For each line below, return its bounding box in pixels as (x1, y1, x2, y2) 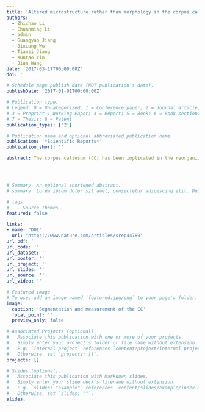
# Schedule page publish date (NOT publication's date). (6, 82, 154, 89)
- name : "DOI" (6, 227, 43, 233)
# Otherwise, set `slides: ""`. (6, 391, 95, 397)
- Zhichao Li (12, 20, 45, 26)
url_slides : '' (6, 267, 45, 273)
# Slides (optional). (6, 367, 62, 374)
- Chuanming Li (12, 26, 51, 32)
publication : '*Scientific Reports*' (6, 139, 103, 145)
